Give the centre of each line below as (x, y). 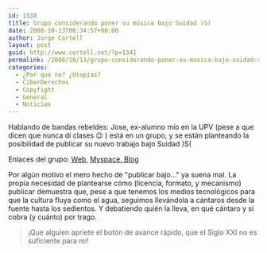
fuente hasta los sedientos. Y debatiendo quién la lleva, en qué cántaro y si (131, 208)
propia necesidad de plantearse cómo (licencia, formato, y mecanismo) (125, 183)
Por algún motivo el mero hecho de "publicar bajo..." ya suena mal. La (122, 175)
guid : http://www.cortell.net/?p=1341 (72, 53)
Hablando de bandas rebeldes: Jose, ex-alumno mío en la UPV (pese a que (131, 127)
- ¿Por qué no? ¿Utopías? (58, 75)
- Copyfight (35, 90)
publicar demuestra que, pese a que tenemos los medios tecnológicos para (132, 192)
